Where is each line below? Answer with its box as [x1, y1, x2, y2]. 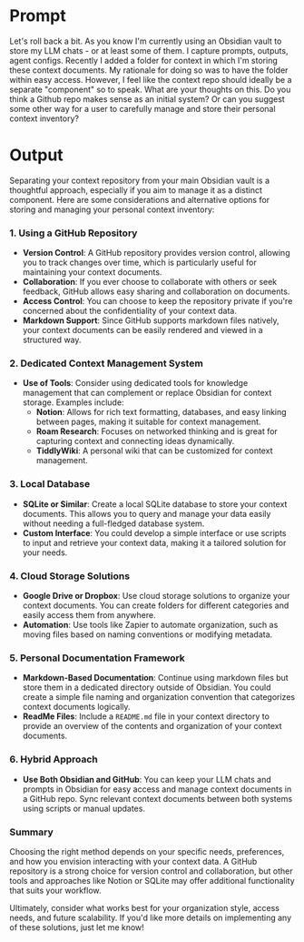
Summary [9, 826, 54, 838]
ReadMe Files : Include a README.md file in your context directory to [22, 711, 270, 722]
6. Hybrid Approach [9, 753, 98, 765]
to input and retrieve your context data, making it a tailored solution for [22, 537, 287, 548]
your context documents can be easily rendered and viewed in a [22, 325, 263, 336]
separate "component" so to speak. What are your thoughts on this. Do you [9, 84, 291, 95]
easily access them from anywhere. [22, 610, 156, 621]
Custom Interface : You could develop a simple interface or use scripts [22, 527, 287, 538]
